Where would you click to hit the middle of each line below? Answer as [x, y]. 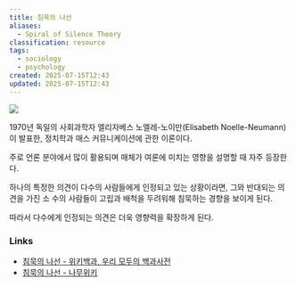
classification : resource [57, 42]
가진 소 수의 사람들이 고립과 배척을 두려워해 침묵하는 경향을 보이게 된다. [149, 198]
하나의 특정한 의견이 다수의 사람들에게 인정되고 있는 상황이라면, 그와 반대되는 [143, 187]
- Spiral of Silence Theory [70, 34]
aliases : [25, 26]
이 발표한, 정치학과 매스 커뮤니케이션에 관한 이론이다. [101, 138]
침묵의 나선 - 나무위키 [60, 272]
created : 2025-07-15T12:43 [59, 76]
